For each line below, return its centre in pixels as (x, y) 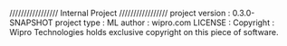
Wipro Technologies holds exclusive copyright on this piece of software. (144, 32)
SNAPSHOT (31, 23)
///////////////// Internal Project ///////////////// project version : (120, 13)
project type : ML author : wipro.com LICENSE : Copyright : (164, 23)
